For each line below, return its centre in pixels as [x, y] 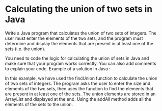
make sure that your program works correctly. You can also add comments [81, 63]
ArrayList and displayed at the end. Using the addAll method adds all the [78, 99]
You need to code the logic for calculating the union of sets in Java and [77, 58]
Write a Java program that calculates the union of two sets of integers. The [81, 33]
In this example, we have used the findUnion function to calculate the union [81, 78]
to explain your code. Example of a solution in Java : [58, 69]
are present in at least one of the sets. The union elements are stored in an [80, 94]
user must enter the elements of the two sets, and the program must [74, 38]
